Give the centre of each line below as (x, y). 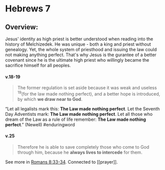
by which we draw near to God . (50, 99)
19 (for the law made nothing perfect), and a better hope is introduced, (89, 93)
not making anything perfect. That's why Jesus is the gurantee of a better (81, 55)
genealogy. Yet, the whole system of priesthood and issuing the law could (81, 49)
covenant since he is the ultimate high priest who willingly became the (77, 60)
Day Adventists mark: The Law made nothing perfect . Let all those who (79, 114)
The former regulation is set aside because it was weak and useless (87, 88)
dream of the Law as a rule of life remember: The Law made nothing (76, 119)
